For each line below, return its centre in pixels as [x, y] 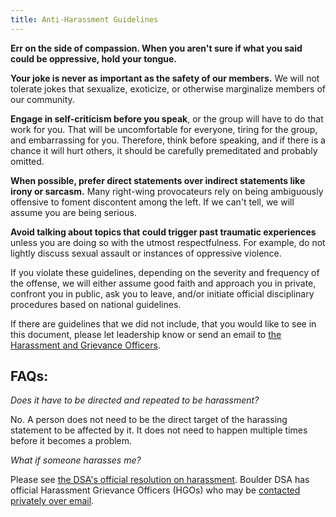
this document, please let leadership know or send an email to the [146, 334]
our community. [42, 99]
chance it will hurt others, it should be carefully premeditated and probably [164, 150]
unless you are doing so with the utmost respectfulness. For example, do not [168, 242]
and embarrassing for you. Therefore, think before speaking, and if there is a [168, 140]
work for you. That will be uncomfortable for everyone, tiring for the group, [164, 129]
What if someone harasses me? [76, 460]
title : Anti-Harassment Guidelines [84, 19]
